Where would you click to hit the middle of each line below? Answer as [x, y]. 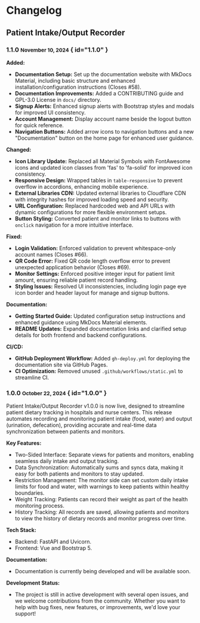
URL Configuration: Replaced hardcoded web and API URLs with [95, 206]
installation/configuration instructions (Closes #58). [78, 87]
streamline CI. [32, 377]
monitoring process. [39, 506]
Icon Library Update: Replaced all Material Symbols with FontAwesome [103, 161]
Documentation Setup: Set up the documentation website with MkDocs [103, 74]
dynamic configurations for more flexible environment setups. [91, 212]
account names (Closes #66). [51, 254]
